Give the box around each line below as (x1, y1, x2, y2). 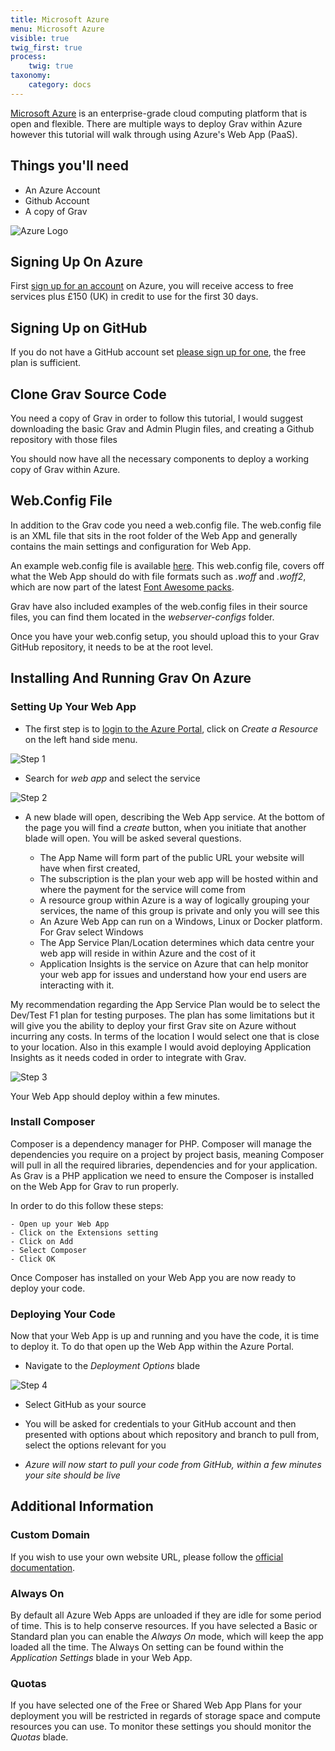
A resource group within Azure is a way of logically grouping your (39, 894, 310, 906)
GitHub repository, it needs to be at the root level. (10, 641, 214, 653)
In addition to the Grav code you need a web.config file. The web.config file (10, 519, 322, 531)
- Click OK (10, 1254, 56, 1264)
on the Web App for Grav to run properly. (10, 1180, 180, 1192)
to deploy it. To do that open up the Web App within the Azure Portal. (10, 1341, 295, 1353)
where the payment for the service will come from (39, 883, 246, 895)
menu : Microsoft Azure (10, 24, 105, 34)
